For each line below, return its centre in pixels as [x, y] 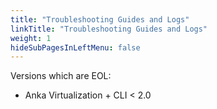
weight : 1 [31, 38]
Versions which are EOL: [61, 76]
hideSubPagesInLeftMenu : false [75, 47]
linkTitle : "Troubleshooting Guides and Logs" [109, 29]
